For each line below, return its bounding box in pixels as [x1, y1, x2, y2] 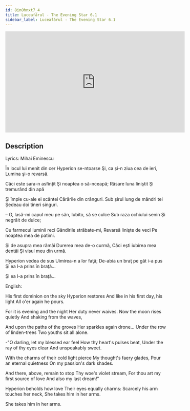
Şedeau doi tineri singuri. [5, 201, 58, 208]
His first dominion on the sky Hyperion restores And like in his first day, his [5, 293, 163, 300]
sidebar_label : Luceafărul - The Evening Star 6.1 [5, 17, 116, 22]
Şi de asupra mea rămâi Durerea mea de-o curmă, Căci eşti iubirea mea [5, 242, 157, 249]
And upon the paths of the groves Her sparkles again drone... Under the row [5, 324, 166, 330]
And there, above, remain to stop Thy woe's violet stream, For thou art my [5, 370, 161, 377]
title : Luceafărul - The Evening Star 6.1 [5, 12, 97, 17]
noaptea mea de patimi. [5, 232, 55, 239]
